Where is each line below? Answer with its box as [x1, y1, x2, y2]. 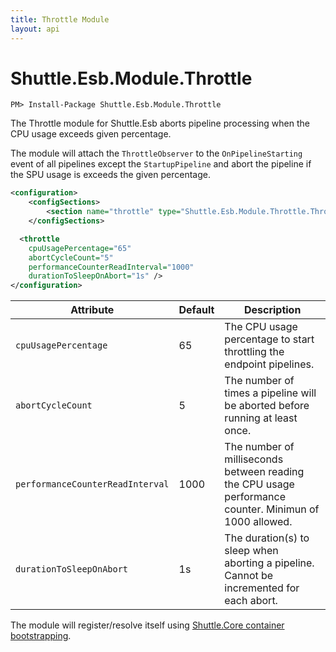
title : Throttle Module [10, 14, 110, 25]
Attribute [70, 303, 115, 317]
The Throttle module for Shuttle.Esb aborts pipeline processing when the [10, 117, 310, 130]
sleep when [224, 544, 279, 558]
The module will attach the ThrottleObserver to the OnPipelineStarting [10, 147, 303, 160]
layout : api [10, 24, 60, 34]
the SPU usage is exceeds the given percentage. [10, 169, 211, 181]
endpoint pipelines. [224, 357, 315, 371]
